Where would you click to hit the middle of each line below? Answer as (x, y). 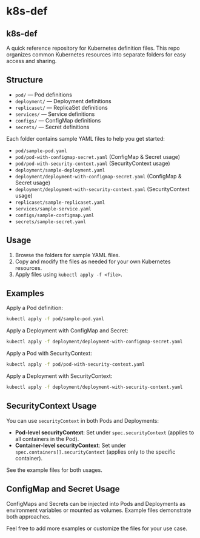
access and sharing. (32, 61)
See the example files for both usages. (55, 470)
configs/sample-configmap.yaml (55, 215)
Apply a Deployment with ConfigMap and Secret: (67, 331)
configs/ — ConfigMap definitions (58, 120)
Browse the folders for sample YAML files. (68, 255)
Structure (25, 80)
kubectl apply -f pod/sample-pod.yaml (55, 319)
